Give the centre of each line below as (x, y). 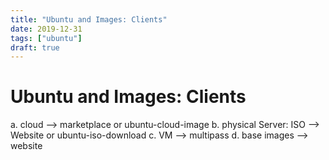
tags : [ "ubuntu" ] (46, 38)
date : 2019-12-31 (46, 29)
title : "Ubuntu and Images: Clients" (89, 19)
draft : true (35, 47)
